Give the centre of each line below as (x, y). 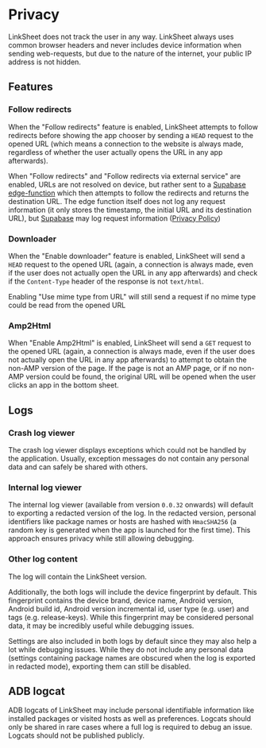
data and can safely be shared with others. (78, 467)
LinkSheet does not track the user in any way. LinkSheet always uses (121, 37)
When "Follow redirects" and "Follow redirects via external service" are (124, 175)
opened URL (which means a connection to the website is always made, (126, 144)
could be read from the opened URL (67, 305)
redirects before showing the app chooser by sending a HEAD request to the (131, 135)
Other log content (43, 559)
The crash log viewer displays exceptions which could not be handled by (127, 449)
